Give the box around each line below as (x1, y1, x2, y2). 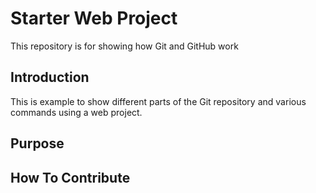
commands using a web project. (10, 106, 143, 118)
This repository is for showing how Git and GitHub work (10, 40, 239, 52)
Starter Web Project (10, 7, 178, 30)
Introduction (10, 69, 90, 86)
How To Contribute (10, 169, 131, 186)
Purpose (10, 135, 65, 152)
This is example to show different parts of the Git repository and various (10, 95, 307, 107)
